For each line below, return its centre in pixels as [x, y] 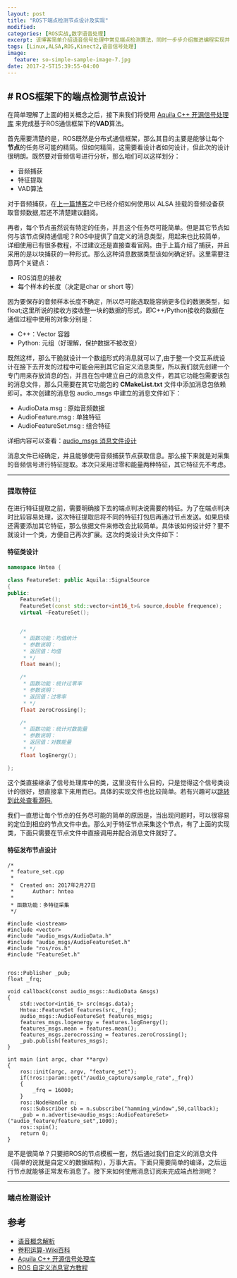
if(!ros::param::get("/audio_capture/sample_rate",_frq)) [107, 1078]
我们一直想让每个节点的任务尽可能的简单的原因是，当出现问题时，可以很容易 [119, 815]
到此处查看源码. [30, 800]
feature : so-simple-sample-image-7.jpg [72, 60]
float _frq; [25, 979]
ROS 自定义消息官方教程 [53, 1267]
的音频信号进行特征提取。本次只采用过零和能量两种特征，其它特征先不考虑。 [119, 465]
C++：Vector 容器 [44, 334]
